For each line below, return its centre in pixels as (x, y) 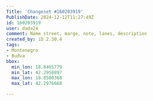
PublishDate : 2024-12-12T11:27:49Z (50, 17)
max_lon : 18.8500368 (37, 78)
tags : (13, 45)
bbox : (13, 61)
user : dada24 (22, 28)
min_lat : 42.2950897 (37, 72)
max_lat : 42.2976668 (37, 84)
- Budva (16, 56)
